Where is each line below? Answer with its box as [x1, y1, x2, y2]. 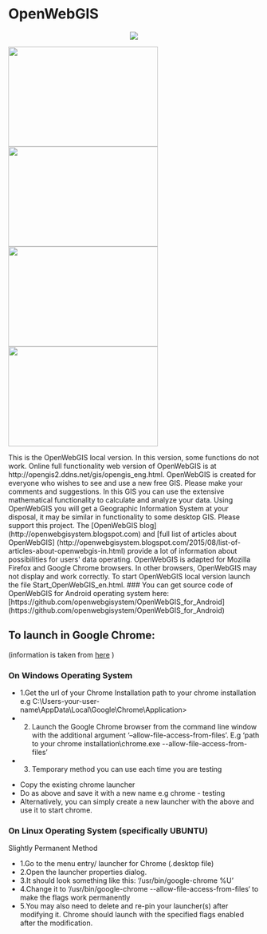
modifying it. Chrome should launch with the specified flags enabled [19, 910, 245, 920]
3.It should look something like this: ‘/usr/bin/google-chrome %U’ [19, 876, 234, 885]
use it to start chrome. [19, 805, 93, 815]
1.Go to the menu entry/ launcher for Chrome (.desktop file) [19, 859, 214, 868]
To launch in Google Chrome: [8, 629, 155, 642]
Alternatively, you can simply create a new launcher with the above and [19, 797, 255, 807]
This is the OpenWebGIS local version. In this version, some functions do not [8, 452, 260, 462]
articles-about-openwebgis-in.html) [8, 546, 126, 555]
